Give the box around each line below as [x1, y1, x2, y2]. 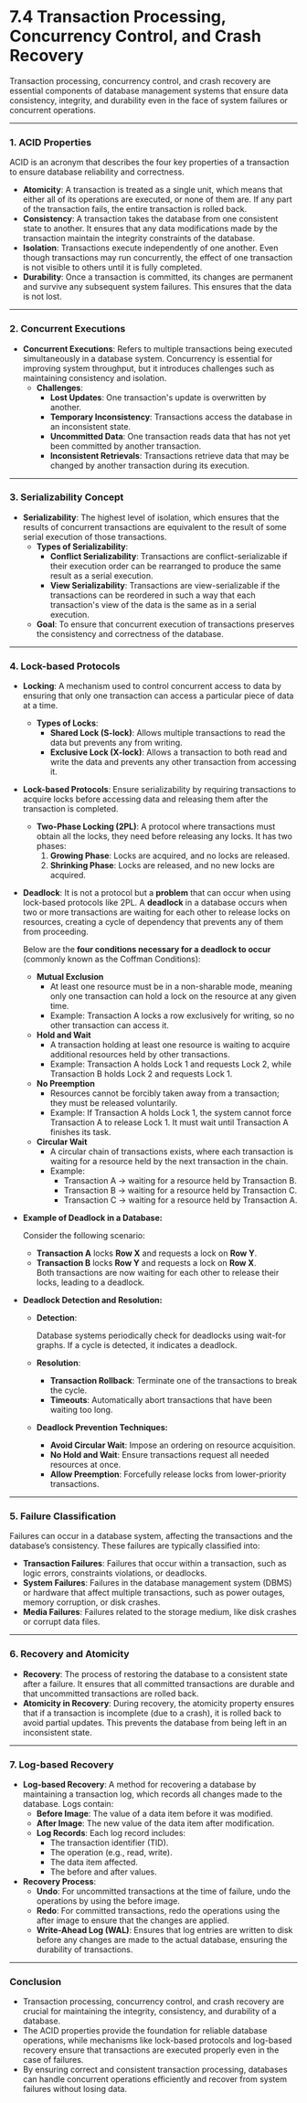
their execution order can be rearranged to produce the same [49, 560, 281, 571]
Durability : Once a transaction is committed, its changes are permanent [22, 271, 294, 282]
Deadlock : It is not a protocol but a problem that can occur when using [22, 887, 291, 898]
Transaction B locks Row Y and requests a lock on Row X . [36, 1258, 257, 1269]
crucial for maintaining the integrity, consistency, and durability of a [22, 2006, 277, 2017]
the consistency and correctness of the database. [36, 628, 224, 639]
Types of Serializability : [36, 541, 129, 552]
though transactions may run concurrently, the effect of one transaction [22, 252, 293, 263]
